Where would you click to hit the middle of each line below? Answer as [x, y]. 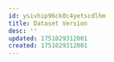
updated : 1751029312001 [48, 38]
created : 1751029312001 [48, 46]
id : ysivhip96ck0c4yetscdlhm [57, 16]
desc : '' [23, 31]
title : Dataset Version [48, 23]
